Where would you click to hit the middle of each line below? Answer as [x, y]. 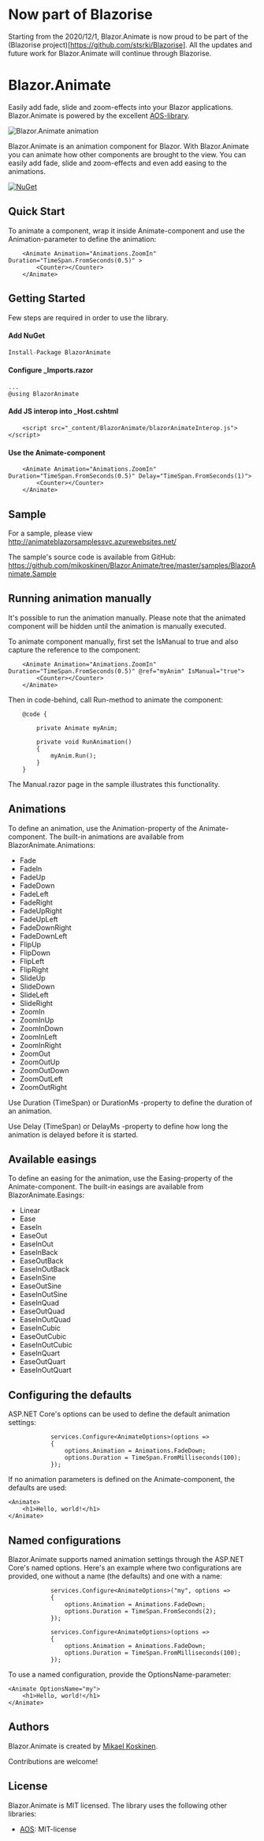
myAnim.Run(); [73, 756]
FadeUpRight [41, 910]
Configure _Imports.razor [51, 370]
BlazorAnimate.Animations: [52, 845]
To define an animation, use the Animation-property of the [102, 828]
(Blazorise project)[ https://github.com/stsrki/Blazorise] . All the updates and [130, 44]
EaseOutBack [41, 1261]
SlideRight [36, 1003]
